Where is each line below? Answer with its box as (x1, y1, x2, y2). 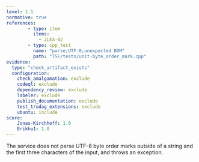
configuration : (11, 70, 50, 76)
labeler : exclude (17, 92, 61, 98)
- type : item (28, 25, 61, 32)
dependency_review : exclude (17, 87, 87, 93)
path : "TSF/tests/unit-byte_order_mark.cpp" (32, 53, 147, 59)
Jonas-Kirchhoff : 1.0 (17, 121, 71, 127)
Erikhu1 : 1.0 (17, 126, 50, 132)
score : (6, 115, 23, 121)
